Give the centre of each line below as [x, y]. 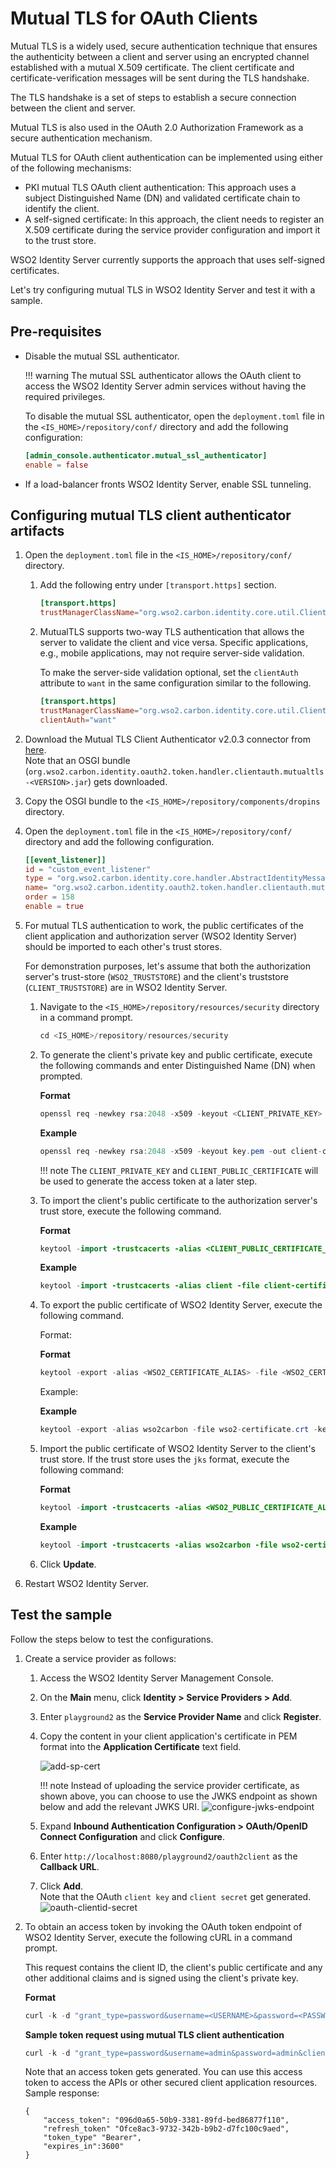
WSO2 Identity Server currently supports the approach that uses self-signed [168, 259]
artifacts [37, 530]
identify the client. [62, 208]
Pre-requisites [56, 332]
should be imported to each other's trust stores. [123, 946]
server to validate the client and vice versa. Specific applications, [174, 643]
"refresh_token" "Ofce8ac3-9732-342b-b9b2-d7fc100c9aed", [166, 2129]
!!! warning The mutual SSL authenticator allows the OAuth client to [163, 375]
